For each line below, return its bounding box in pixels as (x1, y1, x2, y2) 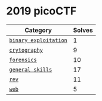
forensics (9, 56, 37, 63)
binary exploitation (9, 37, 67, 43)
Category (24, 26, 52, 34)
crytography (9, 46, 44, 54)
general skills (9, 66, 52, 73)
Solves (73, 26, 94, 34)
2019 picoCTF (6, 4, 77, 18)
